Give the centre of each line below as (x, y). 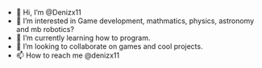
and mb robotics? (45, 29)
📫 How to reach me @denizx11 (67, 55)
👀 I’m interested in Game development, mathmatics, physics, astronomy (135, 21)
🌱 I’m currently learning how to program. (83, 38)
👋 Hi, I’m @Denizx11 (49, 12)
